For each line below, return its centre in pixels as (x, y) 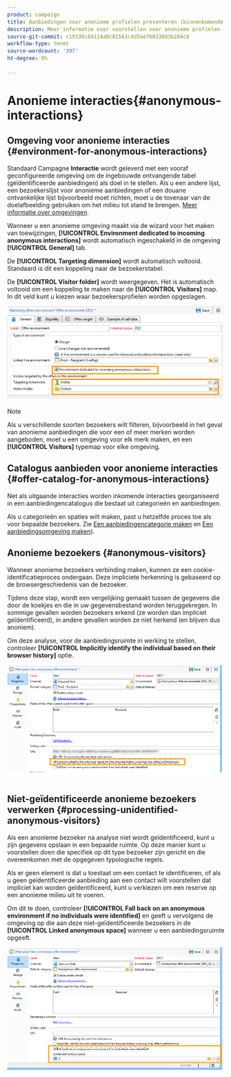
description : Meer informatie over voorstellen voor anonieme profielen (114, 29)
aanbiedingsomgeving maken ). (51, 531)
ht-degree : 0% (28, 59)
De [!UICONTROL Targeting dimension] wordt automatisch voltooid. (104, 261)
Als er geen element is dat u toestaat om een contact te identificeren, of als (114, 873)
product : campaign (33, 15)
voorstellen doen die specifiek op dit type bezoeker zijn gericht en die (106, 852)
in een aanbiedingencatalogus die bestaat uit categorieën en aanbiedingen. (114, 503)
